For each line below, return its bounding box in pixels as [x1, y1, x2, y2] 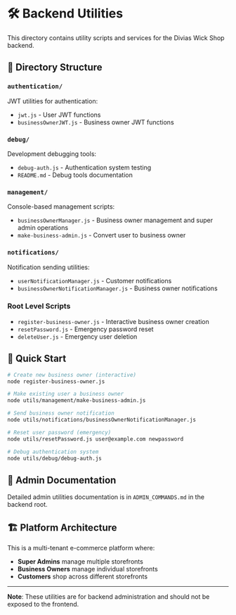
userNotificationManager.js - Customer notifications [17, 276, 172, 285]
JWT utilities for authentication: [7, 96, 98, 105]
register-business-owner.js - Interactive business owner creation [17, 317, 209, 325]
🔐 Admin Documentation [7, 474, 117, 486]
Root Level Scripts [7, 302, 71, 311]
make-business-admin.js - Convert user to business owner [17, 231, 186, 240]
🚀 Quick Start [7, 353, 67, 365]
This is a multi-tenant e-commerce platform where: [7, 544, 155, 552]
